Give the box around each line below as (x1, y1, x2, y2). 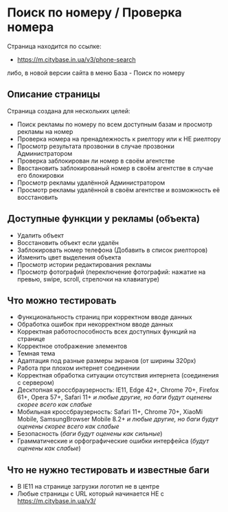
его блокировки (16, 171, 64, 179)
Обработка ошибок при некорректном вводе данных (16, 321, 174, 329)
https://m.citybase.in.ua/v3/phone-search (16, 55, 136, 63)
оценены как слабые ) (16, 444, 81, 452)
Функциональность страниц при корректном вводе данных (16, 313, 192, 321)
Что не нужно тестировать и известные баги (7, 464, 209, 476)
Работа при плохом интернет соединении (16, 364, 140, 372)
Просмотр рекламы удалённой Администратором (16, 178, 166, 187)
